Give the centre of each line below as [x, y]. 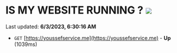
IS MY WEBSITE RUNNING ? [75, 10]
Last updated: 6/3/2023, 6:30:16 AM [51, 26]
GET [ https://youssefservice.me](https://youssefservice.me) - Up [92, 38]
